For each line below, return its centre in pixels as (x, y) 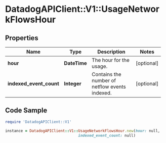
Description (111, 52)
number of (104, 80)
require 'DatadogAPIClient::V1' (38, 122)
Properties (22, 38)
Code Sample (26, 111)
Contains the (106, 74)
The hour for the (111, 60)
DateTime (76, 63)
